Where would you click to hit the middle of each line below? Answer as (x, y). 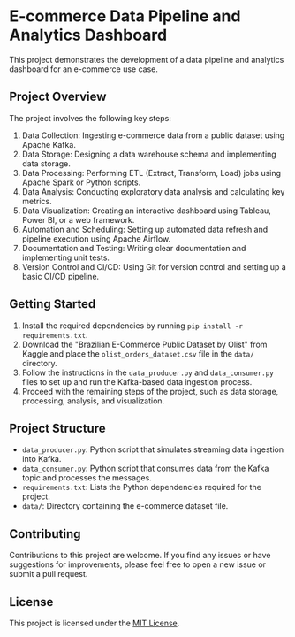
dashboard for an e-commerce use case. (84, 69)
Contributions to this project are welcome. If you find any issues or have (140, 556)
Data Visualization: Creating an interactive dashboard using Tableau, (146, 211)
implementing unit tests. (66, 257)
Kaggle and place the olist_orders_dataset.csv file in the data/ (138, 353)
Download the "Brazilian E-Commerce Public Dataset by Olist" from (144, 344)
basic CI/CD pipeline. (61, 276)
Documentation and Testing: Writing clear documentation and (134, 248)
